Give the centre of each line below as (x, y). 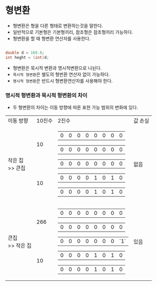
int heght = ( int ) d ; (27, 57)
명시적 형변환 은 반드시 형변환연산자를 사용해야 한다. (63, 80)
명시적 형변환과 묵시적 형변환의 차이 (47, 95)
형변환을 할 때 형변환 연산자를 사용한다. (52, 38)
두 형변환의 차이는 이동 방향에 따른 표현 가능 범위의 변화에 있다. (75, 107)
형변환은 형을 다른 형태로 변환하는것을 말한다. (58, 26)
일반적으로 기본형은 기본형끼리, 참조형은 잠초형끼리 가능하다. (73, 32)
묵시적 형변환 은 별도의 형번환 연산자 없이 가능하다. (61, 74)
